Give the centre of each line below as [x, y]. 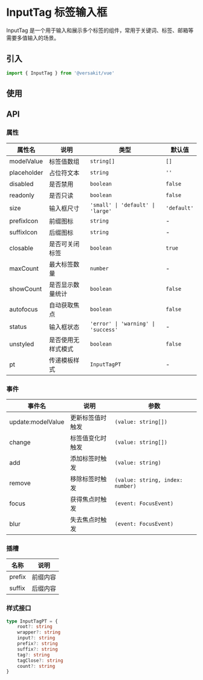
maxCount [24, 268]
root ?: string [35, 627]
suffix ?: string [38, 649]
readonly [22, 195]
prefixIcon [24, 221]
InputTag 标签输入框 [57, 12]
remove [20, 483]
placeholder [26, 172]
